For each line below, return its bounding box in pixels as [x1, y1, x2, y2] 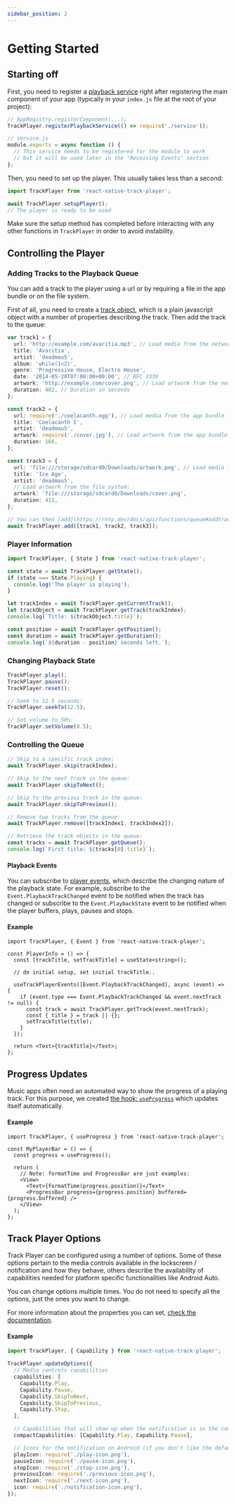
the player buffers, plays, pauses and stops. [7, 907, 135, 915]
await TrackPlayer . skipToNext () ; [7, 782, 105, 789]
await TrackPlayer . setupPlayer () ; [7, 200, 109, 208]
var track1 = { [7, 334, 52, 341]
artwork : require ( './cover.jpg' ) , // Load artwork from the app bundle [13, 432, 228, 439]
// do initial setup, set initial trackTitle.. [13, 969, 156, 976]
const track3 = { [7, 457, 58, 464]
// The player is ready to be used [7, 207, 112, 214]
